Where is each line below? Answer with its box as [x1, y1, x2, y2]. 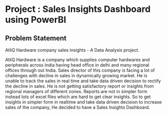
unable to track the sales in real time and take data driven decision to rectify [5, 78, 161, 84]
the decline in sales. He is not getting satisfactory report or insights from [5, 83, 154, 89]
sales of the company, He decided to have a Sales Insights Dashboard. [5, 105, 151, 110]
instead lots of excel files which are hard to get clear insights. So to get [5, 94, 151, 100]
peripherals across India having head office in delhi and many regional [5, 62, 150, 68]
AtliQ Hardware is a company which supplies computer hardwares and [5, 57, 150, 63]
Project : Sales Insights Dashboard [5, 3, 151, 15]
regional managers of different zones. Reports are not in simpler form [5, 89, 148, 94]
